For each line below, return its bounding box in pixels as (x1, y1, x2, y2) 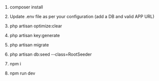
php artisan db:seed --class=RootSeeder (9, 51, 92, 57)
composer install (9, 4, 43, 10)
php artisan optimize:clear (9, 23, 62, 29)
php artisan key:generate (9, 33, 60, 38)
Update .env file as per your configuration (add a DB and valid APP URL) (9, 14, 155, 19)
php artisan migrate (9, 42, 49, 48)
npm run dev (9, 70, 35, 76)
